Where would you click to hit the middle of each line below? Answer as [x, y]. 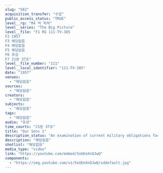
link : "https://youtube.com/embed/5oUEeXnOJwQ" [54, 154]
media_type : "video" [26, 149]
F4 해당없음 [15, 46]
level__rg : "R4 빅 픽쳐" [29, 23]
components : [17, 158]
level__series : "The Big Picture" [40, 28]
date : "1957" [18, 73]
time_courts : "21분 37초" [30, 126]
